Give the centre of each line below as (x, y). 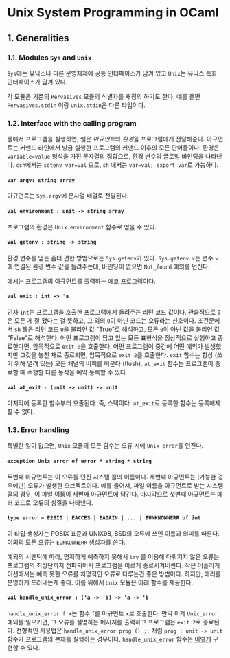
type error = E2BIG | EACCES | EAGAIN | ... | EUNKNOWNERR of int (104, 518)
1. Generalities (38, 38)
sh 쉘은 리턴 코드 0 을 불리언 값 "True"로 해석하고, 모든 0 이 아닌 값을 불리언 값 (117, 329)
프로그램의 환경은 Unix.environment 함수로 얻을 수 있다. (82, 227)
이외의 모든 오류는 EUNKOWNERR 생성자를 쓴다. (66, 542)
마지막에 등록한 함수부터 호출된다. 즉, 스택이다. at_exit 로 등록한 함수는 (102, 403)
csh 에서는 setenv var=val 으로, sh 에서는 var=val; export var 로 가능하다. (117, 165)
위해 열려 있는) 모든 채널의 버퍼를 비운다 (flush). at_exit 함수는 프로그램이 (114, 363)
